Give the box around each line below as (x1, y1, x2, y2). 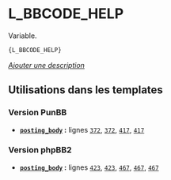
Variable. (8, 31, 37, 40)
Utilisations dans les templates (8, 84, 164, 97)
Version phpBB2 (8, 144, 73, 156)
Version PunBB (8, 107, 67, 118)
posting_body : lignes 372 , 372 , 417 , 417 (19, 125, 145, 134)
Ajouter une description (8, 60, 85, 69)
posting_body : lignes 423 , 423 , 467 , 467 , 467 (19, 163, 160, 172)
